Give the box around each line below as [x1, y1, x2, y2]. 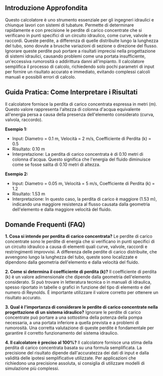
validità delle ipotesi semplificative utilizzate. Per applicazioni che [5, 355, 136, 361]
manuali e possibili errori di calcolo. [5, 74, 76, 80]
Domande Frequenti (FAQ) [5, 221, 86, 229]
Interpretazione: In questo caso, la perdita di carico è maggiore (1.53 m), [12, 196, 157, 202]
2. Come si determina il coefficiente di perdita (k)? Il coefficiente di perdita [5, 269, 157, 275]
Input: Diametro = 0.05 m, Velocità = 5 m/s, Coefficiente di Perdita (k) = [12, 180, 155, 186]
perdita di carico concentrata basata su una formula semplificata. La [5, 345, 142, 351]
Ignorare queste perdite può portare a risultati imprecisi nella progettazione [5, 48, 156, 54]
